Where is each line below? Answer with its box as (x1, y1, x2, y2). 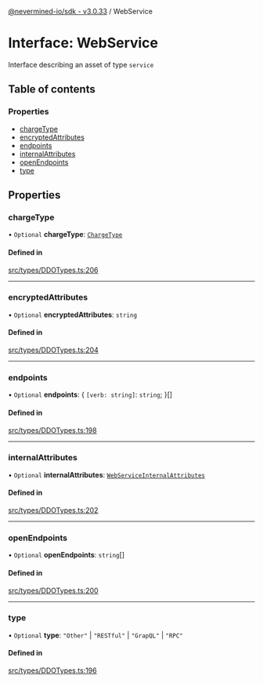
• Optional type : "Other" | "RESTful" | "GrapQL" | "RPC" (8, 630, 184, 640)
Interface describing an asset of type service (8, 60, 154, 69)
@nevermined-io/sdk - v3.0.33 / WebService (8, 7, 153, 16)
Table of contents (8, 82, 95, 96)
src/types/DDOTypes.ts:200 (8, 586, 99, 595)
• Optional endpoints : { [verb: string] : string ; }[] (8, 390, 173, 399)
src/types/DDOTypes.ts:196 (8, 666, 97, 675)
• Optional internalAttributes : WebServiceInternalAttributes (8, 470, 206, 479)
